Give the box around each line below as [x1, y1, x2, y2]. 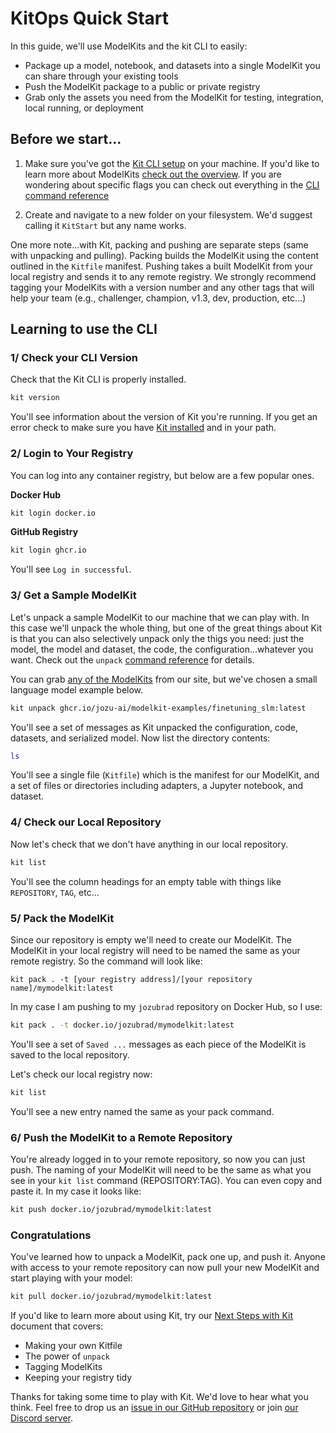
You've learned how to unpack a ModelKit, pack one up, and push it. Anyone [10, 1251, 326, 1263]
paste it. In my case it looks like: [10, 1185, 142, 1197]
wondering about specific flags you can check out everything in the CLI [24, 178, 320, 191]
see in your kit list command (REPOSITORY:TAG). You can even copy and [10, 1174, 322, 1186]
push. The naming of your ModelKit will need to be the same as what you [10, 1163, 312, 1176]
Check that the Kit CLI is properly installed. [10, 373, 187, 386]
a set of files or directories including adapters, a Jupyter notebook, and [10, 780, 304, 792]
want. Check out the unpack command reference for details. [10, 653, 255, 666]
